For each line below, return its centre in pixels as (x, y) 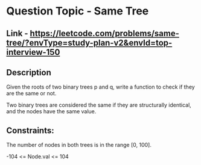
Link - (17, 33)
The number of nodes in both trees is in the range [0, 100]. (79, 145)
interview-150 (33, 52)
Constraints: (30, 130)
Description (29, 73)
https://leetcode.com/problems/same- (105, 33)
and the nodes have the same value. (51, 111)
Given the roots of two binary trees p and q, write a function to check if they (101, 87)
